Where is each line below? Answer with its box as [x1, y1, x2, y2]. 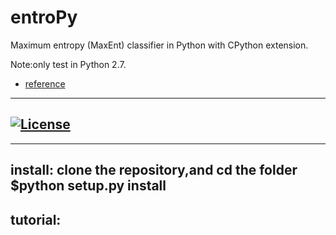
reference [24, 77, 66, 90]
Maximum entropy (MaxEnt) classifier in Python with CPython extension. [10, 39, 309, 51]
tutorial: [10, 211, 62, 228]
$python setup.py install [10, 177, 167, 195]
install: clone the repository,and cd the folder [10, 162, 298, 179]
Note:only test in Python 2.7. [10, 58, 127, 70]
